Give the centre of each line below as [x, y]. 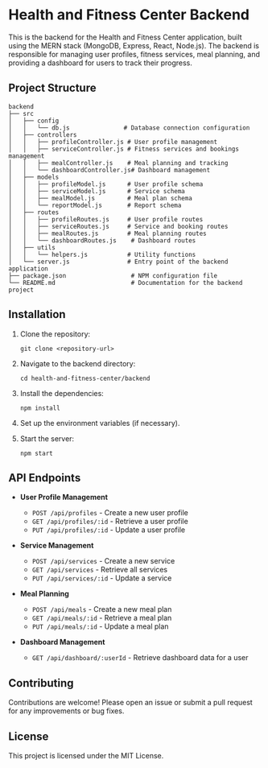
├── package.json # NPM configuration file [113, 275]
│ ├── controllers [43, 134]
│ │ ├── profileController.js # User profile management [113, 142]
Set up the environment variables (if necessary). [100, 423]
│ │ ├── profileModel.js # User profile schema [106, 184]
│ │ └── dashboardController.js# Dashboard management [109, 170]
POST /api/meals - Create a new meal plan [102, 609]
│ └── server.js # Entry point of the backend [118, 262]
